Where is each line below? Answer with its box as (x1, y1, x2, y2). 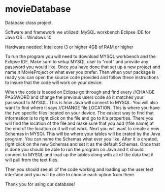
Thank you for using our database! (5, 181, 75, 187)
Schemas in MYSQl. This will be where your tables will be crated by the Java (5, 131, 161, 137)
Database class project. (5, 20, 53, 26)
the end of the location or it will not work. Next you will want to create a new (5, 125, 160, 131)
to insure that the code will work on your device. (5, 80, 103, 85)
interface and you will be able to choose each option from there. (5, 171, 135, 177)
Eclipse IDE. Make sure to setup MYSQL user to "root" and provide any (5, 58, 149, 64)
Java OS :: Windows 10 (5, 34, 52, 40)
